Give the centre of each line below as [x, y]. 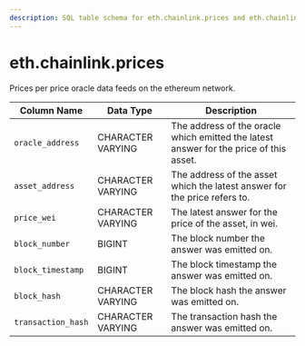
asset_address [44, 186]
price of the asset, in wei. [225, 223]
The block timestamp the [224, 264]
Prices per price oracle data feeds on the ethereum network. [123, 88]
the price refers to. [211, 197]
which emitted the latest [222, 137]
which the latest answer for [229, 185]
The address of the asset [224, 174]
